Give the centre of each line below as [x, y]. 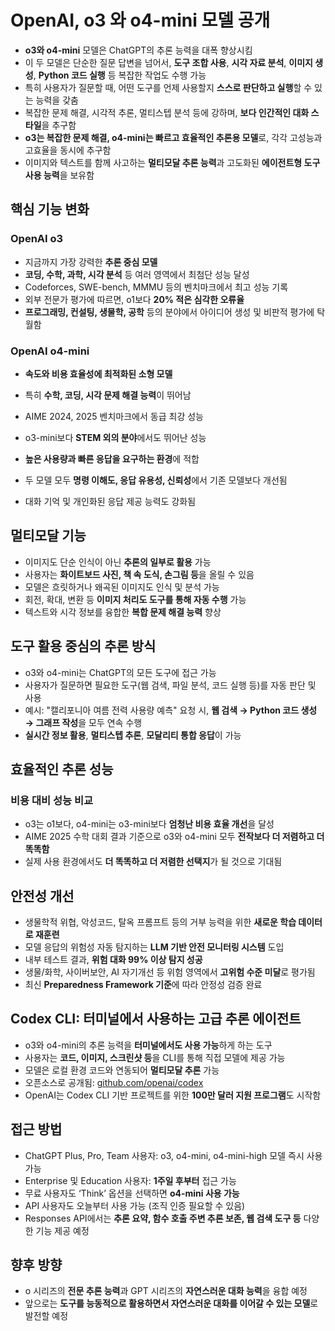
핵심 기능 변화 [50, 209]
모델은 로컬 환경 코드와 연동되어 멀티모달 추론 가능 [122, 1070]
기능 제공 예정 [62, 1230]
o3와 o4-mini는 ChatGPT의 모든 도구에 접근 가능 [120, 672]
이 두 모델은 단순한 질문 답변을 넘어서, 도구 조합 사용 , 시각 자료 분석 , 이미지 [168, 62]
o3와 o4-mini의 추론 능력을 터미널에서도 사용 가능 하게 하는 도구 [148, 1045]
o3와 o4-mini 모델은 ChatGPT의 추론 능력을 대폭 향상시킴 [138, 50]
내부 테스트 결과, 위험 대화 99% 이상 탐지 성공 [113, 960]
